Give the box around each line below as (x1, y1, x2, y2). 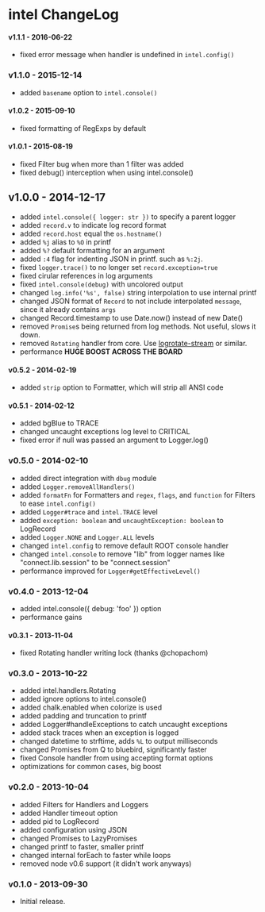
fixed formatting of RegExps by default (19, 123, 147, 133)
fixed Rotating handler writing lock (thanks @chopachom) (19, 648, 209, 658)
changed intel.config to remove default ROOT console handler (19, 541, 229, 550)
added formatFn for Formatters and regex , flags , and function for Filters (19, 490, 255, 499)
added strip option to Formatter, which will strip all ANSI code (19, 383, 224, 392)
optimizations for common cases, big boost (19, 762, 162, 772)
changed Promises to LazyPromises (19, 833, 137, 843)
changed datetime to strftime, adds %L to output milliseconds (19, 737, 218, 746)
